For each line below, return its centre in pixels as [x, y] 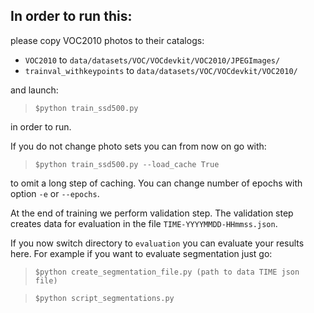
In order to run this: [71, 16]
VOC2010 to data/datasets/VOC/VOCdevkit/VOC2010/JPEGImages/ [152, 60]
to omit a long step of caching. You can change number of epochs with [156, 183]
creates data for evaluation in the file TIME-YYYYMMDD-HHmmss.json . [144, 223]
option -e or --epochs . [55, 193]
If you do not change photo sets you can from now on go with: [138, 146]
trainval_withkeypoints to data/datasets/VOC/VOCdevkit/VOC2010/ [161, 70]
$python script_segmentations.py [104, 298]
